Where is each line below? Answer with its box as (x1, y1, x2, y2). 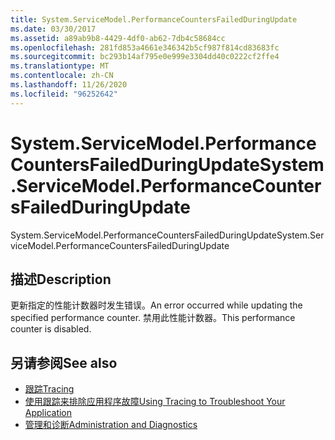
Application (24, 407, 73, 419)
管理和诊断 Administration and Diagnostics (24, 419, 198, 431)
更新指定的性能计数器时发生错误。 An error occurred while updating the (10, 299, 303, 311)
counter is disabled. (10, 323, 92, 335)
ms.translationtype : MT (10, 61, 110, 71)
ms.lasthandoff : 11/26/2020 (10, 80, 128, 90)
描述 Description (10, 271, 112, 288)
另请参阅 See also (10, 354, 118, 371)
